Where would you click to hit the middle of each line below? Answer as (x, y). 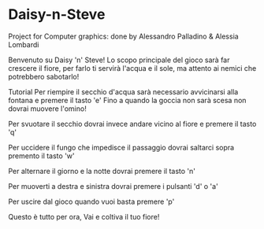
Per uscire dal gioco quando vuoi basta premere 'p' (91, 201)
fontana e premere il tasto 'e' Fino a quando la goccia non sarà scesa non (127, 100)
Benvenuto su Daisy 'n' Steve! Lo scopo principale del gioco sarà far (119, 60)
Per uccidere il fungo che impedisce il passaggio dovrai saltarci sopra (121, 147)
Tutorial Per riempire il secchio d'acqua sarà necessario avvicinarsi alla (123, 91)
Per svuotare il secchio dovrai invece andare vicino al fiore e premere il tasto (132, 124)
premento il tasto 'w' (41, 156)
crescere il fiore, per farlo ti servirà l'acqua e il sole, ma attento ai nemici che (132, 68)
